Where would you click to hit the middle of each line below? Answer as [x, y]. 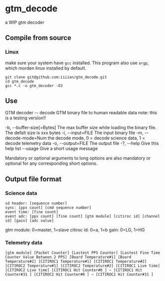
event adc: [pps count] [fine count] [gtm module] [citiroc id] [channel [83, 216]
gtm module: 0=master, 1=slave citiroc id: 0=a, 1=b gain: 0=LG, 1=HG [75, 230]
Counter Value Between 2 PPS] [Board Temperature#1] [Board [68, 257]
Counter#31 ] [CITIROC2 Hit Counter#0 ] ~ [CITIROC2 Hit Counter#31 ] [79, 275]
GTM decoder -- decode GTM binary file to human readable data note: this [81, 113]
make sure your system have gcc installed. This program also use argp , [77, 63]
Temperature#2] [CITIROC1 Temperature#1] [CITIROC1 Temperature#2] [76, 262]
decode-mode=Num [26, 138]
